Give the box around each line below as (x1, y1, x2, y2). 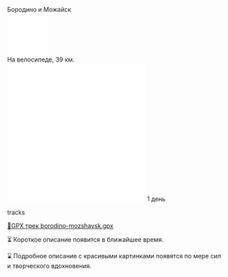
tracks (7, 209, 26, 216)
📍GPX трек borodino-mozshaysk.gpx (7, 222, 114, 229)
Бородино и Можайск (7, 6, 71, 13)
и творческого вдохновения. (7, 262, 92, 270)
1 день (146, 195, 166, 203)
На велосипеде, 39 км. (7, 55, 75, 64)
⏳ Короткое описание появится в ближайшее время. (7, 236, 164, 243)
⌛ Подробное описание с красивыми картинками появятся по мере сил (7, 252, 221, 260)
